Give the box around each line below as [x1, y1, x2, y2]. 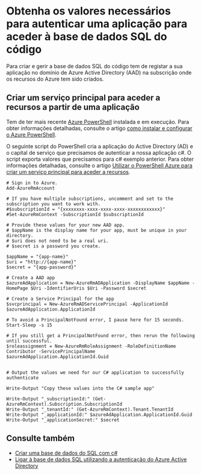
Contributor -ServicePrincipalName [6, 348, 96, 355]
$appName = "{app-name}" [6, 253, 69, 259]
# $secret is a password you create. [6, 243, 101, 249]
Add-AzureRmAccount [6, 185, 55, 191]
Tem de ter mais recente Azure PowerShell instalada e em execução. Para [6, 118, 190, 125]
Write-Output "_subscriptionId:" [6, 396, 90, 402]
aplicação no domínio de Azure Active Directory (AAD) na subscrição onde [6, 69, 192, 76]
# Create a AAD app [6, 275, 55, 281]
